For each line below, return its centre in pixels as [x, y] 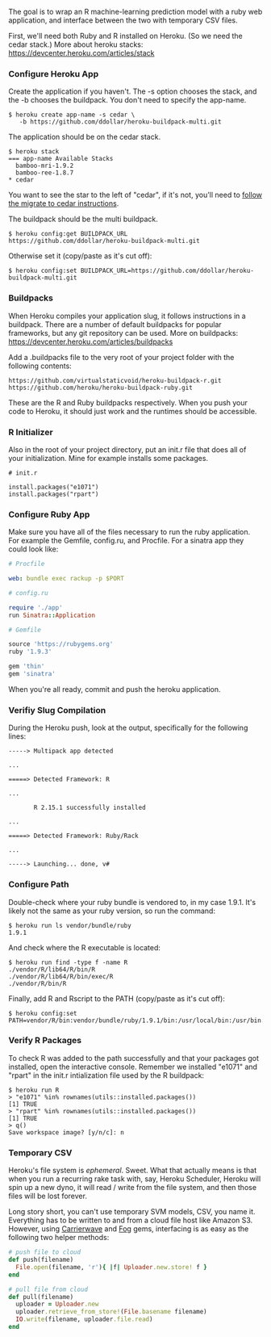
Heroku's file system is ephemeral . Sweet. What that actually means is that [133, 1171]
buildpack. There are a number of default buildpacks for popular [115, 324]
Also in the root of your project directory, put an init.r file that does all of [127, 449]
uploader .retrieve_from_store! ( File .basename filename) [111, 1312]
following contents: [40, 366]
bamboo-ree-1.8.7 [45, 173]
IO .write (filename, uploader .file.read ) [84, 1319]
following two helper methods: [59, 1238]
